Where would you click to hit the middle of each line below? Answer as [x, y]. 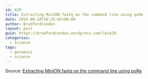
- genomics [21, 52]
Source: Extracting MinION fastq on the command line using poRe [74, 71]
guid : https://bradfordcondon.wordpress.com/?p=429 [61, 33]
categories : [18, 38]
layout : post [19, 29]
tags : [11, 47]
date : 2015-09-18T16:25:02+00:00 [40, 19]
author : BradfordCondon [30, 24]
